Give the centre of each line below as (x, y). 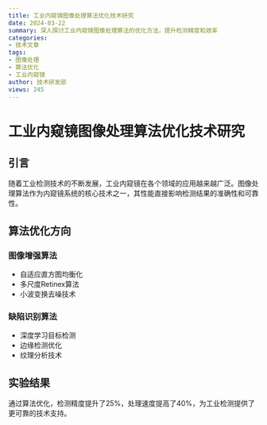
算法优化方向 (40, 231)
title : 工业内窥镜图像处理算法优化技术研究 (71, 15)
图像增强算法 (33, 255)
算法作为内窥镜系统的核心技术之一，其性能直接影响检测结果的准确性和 (130, 193)
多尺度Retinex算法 (49, 284)
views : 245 (26, 89)
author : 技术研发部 (37, 82)
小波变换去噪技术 (48, 294)
